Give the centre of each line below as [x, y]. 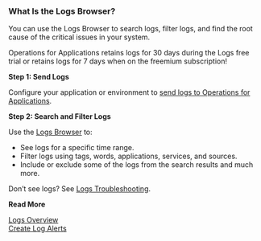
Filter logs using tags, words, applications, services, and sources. [128, 156]
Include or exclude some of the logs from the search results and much [137, 165]
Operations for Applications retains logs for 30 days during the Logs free [129, 53]
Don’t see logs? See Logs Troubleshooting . [80, 189]
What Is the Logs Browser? [62, 11]
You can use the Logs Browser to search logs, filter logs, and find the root [131, 29]
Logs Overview [33, 220]
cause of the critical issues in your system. [79, 37]
